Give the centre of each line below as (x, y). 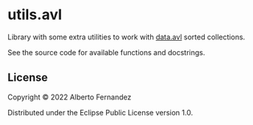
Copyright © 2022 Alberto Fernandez (69, 97)
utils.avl (35, 15)
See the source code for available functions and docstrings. (106, 52)
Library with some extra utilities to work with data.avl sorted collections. (126, 37)
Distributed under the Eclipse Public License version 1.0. (100, 112)
